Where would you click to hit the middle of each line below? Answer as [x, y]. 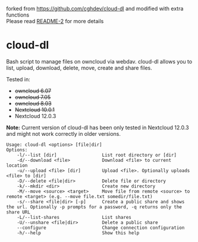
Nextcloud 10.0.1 [34, 110]
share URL [18, 212]
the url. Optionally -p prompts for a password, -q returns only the [94, 207]
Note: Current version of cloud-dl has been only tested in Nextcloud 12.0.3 [98, 128]
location [17, 165]
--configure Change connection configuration [101, 228]
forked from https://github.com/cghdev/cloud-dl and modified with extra [95, 9]
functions [18, 15]
